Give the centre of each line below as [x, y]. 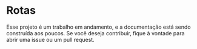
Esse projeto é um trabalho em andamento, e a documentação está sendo [98, 27]
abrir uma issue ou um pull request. [51, 39]
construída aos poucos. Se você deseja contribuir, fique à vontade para [95, 33]
